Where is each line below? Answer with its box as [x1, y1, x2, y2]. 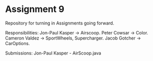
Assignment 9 [5, 3, 65, 15]
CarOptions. [5, 40, 30, 46]
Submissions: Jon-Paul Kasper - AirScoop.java [5, 50, 101, 56]
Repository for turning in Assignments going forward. [5, 20, 115, 26]
